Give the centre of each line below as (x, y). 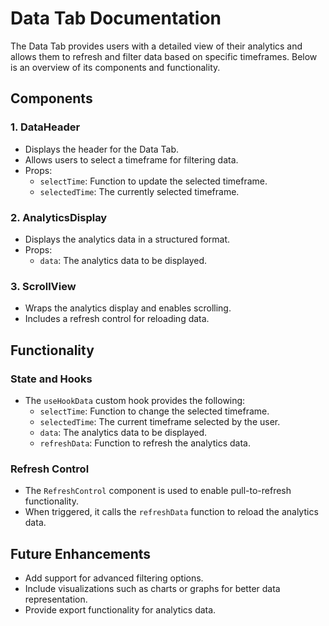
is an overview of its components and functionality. (115, 67)
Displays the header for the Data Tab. (102, 149)
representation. (56, 599)
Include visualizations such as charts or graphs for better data (152, 589)
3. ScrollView (43, 286)
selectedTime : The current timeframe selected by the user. (160, 421)
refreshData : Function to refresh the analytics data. (145, 443)
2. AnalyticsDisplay (59, 217)
